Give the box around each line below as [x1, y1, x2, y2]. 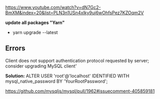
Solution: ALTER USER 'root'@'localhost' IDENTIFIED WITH [5, 73, 130, 79]
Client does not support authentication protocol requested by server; [5, 57, 149, 63]
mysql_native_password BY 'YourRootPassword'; [5, 78, 108, 84]
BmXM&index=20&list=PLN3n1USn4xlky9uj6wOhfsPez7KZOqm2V [5, 10, 144, 16]
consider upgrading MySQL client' [5, 63, 77, 69]
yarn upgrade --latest [12, 29, 58, 35]
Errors [5, 44, 25, 53]
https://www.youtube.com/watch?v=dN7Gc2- [5, 5, 101, 10]
